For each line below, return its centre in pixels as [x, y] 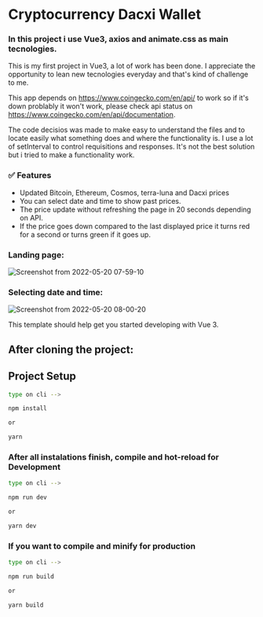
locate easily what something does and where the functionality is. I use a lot [131, 139]
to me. [18, 83]
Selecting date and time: [56, 292]
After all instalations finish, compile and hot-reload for [114, 457]
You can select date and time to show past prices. [100, 201]
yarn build [26, 605]
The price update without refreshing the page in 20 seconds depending [135, 209]
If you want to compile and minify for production [102, 546]
